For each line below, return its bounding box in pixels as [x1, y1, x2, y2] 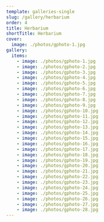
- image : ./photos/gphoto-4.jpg [16, 75, 96, 81]
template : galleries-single [6, 8, 75, 15]
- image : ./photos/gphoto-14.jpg [16, 130, 99, 136]
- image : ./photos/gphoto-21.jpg [16, 168, 99, 175]
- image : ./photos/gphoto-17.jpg [16, 146, 99, 152]
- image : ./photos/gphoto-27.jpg [16, 201, 99, 207]
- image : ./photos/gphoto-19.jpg [16, 157, 99, 163]
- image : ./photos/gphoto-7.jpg [16, 91, 96, 97]
